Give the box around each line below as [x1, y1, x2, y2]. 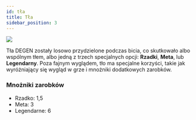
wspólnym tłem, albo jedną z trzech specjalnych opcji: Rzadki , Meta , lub [6, 53, 184, 61]
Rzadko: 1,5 [14, 94, 43, 102]
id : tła [6, 8, 26, 15]
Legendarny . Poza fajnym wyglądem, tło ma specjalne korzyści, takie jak [6, 60, 186, 67]
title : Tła [6, 14, 33, 20]
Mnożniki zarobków [6, 81, 64, 89]
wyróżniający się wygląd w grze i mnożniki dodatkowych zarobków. [6, 66, 172, 73]
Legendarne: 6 [14, 107, 51, 114]
